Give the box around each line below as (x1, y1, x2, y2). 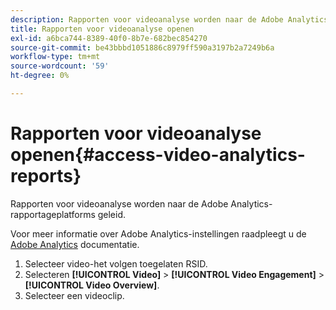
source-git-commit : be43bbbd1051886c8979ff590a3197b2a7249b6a (10, 42, 275, 53)
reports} (10, 165, 82, 188)
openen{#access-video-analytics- (10, 144, 306, 166)
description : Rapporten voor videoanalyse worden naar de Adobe (10, 14, 284, 25)
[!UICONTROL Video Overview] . (24, 279, 160, 291)
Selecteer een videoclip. (24, 289, 125, 301)
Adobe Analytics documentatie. (10, 238, 140, 250)
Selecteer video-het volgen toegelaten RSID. (24, 257, 208, 270)
